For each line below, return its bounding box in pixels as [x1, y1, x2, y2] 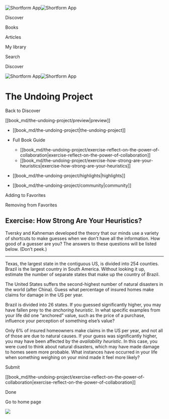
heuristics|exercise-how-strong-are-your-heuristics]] [20, 163, 131, 169]
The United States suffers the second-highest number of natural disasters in [5, 281, 163, 287]
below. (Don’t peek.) [5, 246, 47, 252]
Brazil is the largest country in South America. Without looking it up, [5, 266, 146, 272]
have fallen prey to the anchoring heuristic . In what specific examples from [5, 307, 160, 313]
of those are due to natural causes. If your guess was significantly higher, [5, 333, 157, 339]
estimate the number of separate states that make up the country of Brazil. [5, 271, 160, 277]
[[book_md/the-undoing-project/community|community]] [12, 182, 132, 188]
